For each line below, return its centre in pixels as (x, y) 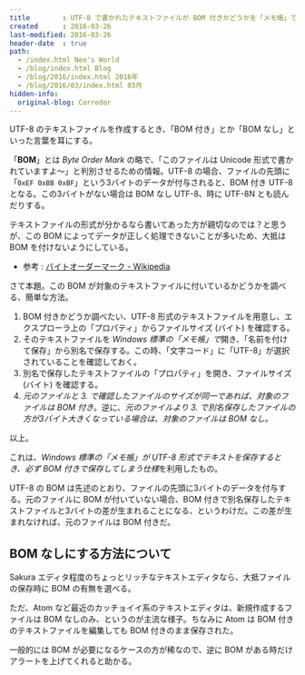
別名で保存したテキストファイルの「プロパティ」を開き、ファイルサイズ (157, 373)
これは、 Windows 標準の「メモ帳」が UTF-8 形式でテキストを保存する (142, 457)
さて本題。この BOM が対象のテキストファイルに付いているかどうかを (140, 286)
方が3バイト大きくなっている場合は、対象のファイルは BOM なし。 (148, 419)
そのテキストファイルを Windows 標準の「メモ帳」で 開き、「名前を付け (155, 339)
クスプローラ (46, 328)
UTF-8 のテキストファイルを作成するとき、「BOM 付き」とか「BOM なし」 (148, 129)
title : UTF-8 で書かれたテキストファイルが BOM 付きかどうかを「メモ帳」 (150, 18)
